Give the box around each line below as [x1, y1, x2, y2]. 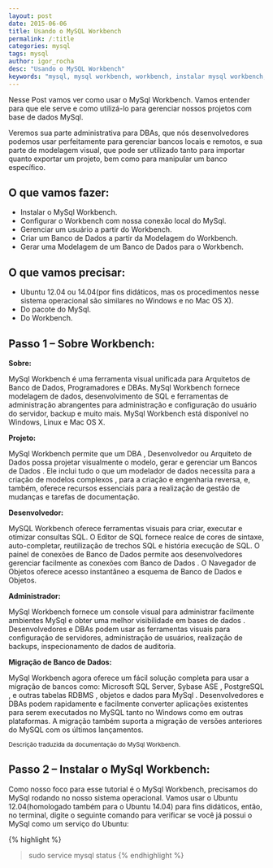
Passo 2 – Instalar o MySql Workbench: [8, 762, 210, 777]
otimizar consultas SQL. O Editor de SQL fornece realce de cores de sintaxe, [8, 532, 264, 542]
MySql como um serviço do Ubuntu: [8, 818, 129, 828]
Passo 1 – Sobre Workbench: [8, 337, 155, 351]
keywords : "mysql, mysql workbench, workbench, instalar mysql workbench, [8, 72, 267, 81]
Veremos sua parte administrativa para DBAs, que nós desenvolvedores [8, 128, 249, 137]
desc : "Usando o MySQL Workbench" [8, 65, 126, 73]
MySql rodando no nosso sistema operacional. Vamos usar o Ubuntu [8, 792, 238, 802]
